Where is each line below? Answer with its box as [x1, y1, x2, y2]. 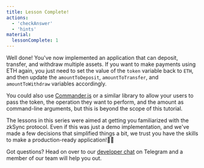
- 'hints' [12, 26, 37, 32]
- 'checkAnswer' [12, 20, 53, 26]
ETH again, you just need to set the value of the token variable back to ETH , [6, 67, 194, 74]
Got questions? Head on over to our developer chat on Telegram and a [6, 148, 183, 155]
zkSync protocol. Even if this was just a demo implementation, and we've [6, 123, 190, 130]
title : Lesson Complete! [6, 9, 69, 15]
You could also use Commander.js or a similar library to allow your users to [6, 92, 194, 99]
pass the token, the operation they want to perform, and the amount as [6, 98, 184, 106]
